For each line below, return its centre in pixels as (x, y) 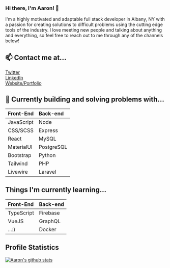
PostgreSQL (53, 147)
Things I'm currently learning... (56, 190)
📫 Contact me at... (36, 57)
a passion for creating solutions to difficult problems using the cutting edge (84, 24)
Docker (48, 229)
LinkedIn (14, 78)
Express (48, 130)
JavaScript (21, 122)
